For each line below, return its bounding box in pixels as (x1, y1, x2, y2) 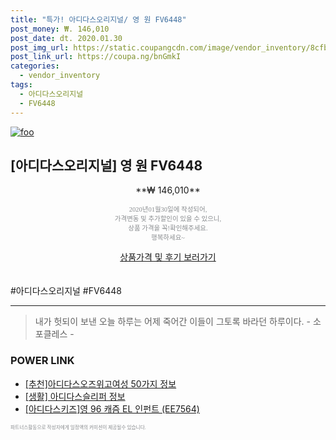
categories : (10, 61, 60, 71)
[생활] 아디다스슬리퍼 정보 (24, 390, 126, 402)
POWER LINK (10, 354, 75, 368)
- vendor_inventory (19, 71, 101, 81)
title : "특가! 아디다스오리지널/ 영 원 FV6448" (10, 14, 187, 25)
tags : (10, 80, 33, 90)
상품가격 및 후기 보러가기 (119, 251, 217, 263)
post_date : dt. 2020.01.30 (10, 33, 123, 43)
